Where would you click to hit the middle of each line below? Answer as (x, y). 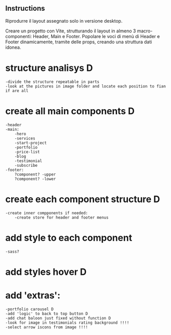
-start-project (31, 143)
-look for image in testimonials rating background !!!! (67, 323)
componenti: (19, 36)
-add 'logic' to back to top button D (47, 313)
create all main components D (70, 111)
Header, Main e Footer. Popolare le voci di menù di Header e (97, 36)
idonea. (13, 47)
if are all (17, 91)
